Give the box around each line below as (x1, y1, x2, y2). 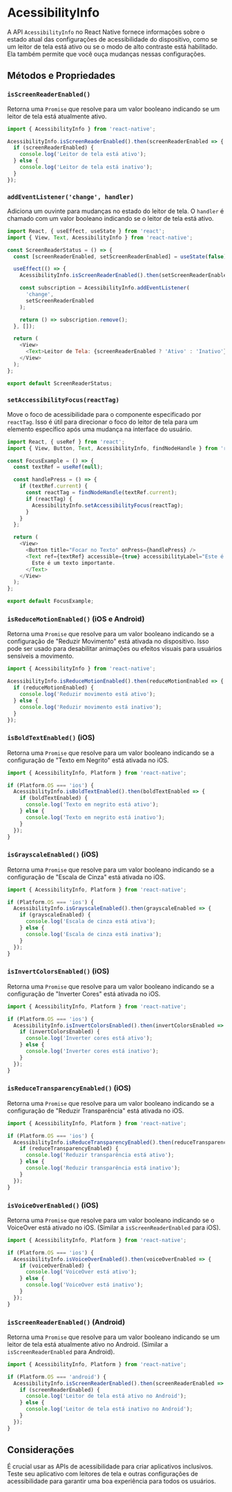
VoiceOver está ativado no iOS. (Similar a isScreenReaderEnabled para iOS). (7, 1223, 221, 1232)
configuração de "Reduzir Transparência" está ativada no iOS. (7, 1106, 184, 1115)
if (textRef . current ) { (19, 483, 88, 489)
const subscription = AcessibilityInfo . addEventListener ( (19, 285, 190, 291)
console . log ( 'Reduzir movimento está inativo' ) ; (19, 703, 162, 710)
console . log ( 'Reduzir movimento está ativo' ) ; (19, 691, 156, 698)
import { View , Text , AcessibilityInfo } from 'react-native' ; (7, 234, 193, 241)
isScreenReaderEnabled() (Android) (7, 1317, 126, 1327)
